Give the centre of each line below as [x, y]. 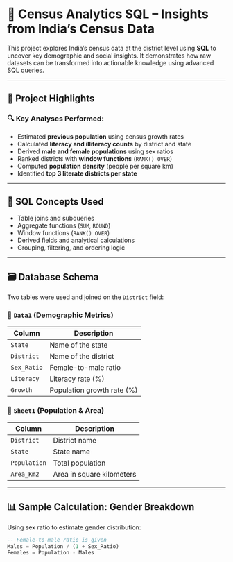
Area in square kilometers [95, 474]
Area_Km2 [25, 474]
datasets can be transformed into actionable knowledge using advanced [111, 62]
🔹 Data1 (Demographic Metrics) [60, 315]
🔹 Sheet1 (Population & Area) [56, 411]
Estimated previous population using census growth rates [101, 136]
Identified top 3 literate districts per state [77, 173]
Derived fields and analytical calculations [76, 240]
